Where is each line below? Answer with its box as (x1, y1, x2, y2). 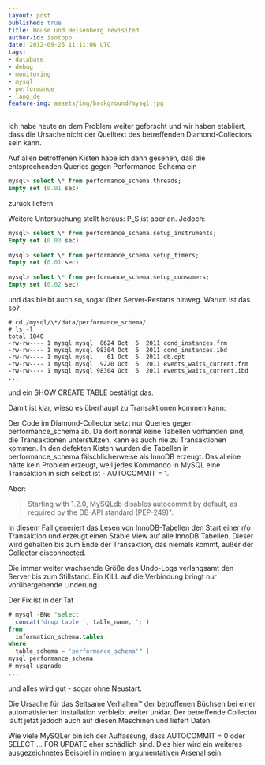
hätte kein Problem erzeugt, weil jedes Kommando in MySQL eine (8, 459, 221, 470)
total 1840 (8, 332, 44, 340)
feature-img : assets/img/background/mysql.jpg (8, 99, 164, 107)
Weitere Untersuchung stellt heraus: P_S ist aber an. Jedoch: (8, 214, 206, 223)
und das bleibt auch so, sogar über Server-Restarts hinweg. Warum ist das (8, 294, 251, 304)
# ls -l (8, 325, 34, 333)
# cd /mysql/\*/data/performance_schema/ (8, 318, 147, 326)
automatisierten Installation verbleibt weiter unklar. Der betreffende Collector (8, 707, 257, 717)
